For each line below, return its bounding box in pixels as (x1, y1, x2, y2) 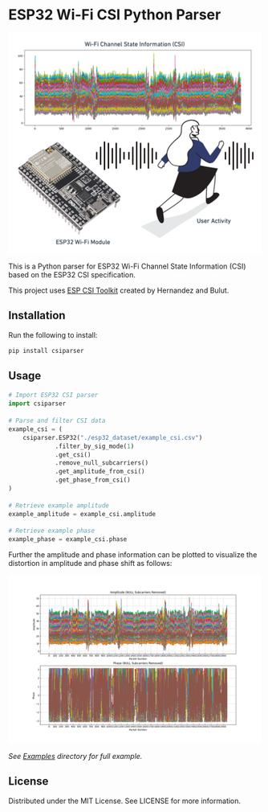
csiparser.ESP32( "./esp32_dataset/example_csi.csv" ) (22, 433, 203, 441)
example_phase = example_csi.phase (8, 535, 128, 543)
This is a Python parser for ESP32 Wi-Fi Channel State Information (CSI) (8, 261, 246, 271)
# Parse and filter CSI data (8, 416, 106, 425)
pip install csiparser (8, 347, 84, 355)
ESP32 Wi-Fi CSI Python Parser (8, 6, 221, 24)
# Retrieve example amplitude (8, 501, 110, 510)
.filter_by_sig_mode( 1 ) (55, 442, 135, 450)
